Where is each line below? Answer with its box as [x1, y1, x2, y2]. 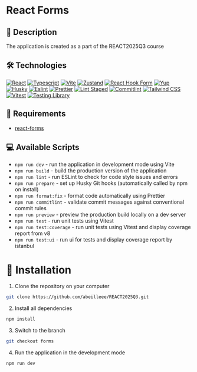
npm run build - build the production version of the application [14, 167, 167, 174]
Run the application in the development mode [14, 349, 126, 356]
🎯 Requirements [6, 109, 66, 119]
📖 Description [6, 27, 57, 37]
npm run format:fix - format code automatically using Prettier [14, 192, 166, 200]
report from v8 [14, 230, 51, 237]
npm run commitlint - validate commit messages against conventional [14, 198, 185, 205]
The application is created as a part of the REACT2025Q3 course [6, 43, 164, 50]
